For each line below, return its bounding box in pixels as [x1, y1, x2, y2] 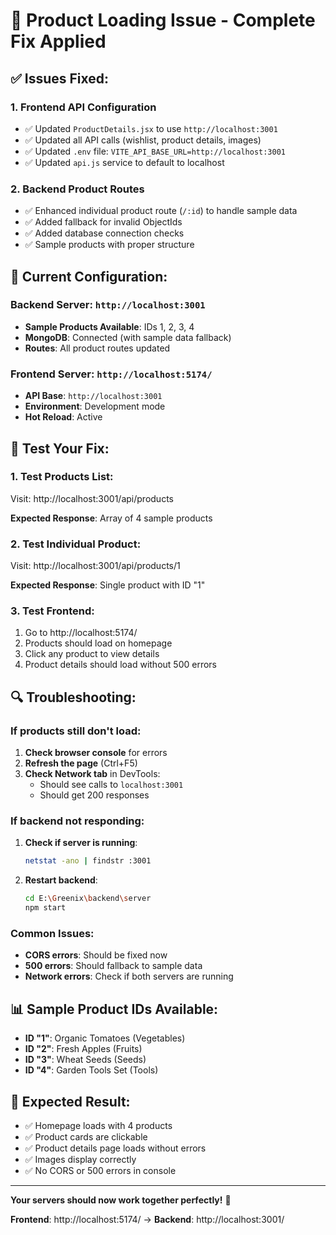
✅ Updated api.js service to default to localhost [24, 156, 225, 168]
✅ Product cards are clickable [24, 1130, 148, 1143]
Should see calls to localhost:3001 [39, 779, 184, 791]
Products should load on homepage [24, 637, 173, 649]
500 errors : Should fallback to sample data [24, 960, 203, 972]
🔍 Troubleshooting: [10, 689, 137, 706]
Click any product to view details [24, 648, 160, 660]
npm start [24, 903, 67, 913]
